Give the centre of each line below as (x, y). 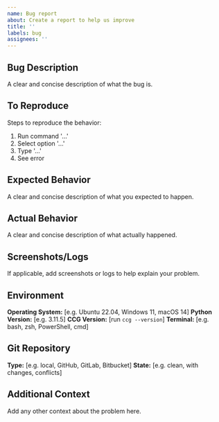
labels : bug (24, 33)
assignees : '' (28, 39)
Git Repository (39, 348)
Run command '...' (43, 136)
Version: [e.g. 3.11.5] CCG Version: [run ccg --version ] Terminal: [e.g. (108, 319)
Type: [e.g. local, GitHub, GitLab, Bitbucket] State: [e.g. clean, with (103, 365)
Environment (36, 295)
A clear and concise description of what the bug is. (80, 84)
